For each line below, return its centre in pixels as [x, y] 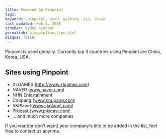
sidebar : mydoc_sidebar [30, 28]
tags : [11, 14]
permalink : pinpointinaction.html [41, 33]
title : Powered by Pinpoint [34, 10]
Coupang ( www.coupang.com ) [44, 100]
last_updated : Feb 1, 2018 [33, 24]
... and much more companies [43, 116]
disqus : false [20, 38]
